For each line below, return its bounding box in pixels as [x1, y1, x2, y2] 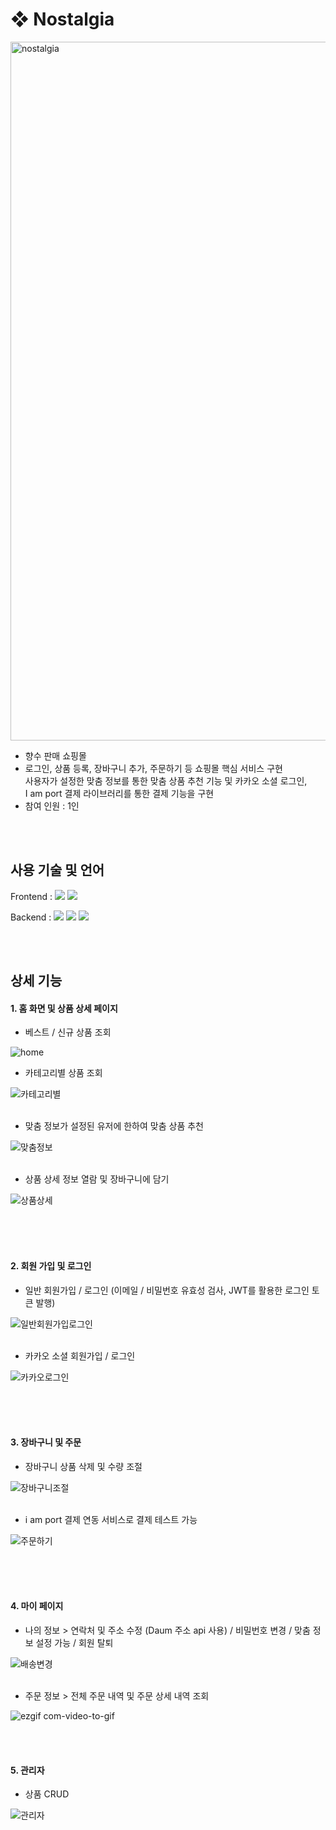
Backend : [10, 911, 52, 923]
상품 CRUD [24, 1788, 70, 1800]
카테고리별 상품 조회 [24, 1067, 103, 1079]
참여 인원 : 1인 [24, 799, 80, 812]
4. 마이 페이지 [10, 1600, 64, 1612]
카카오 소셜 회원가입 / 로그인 [24, 1349, 136, 1362]
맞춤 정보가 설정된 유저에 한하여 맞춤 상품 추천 [24, 1120, 204, 1132]
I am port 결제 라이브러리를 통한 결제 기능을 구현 [24, 787, 215, 799]
